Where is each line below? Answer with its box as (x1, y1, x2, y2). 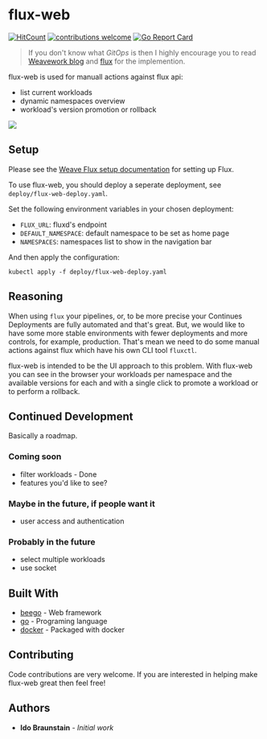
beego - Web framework (19, 608, 102, 618)
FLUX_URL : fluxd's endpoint (19, 220, 107, 229)
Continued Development (8, 409, 134, 423)
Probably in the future (8, 536, 96, 548)
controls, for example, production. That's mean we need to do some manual (8, 336, 260, 347)
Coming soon (8, 451, 62, 462)
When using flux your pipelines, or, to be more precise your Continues (8, 311, 243, 321)
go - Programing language (19, 617, 108, 626)
